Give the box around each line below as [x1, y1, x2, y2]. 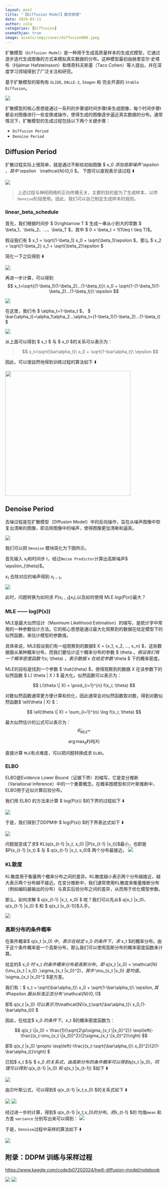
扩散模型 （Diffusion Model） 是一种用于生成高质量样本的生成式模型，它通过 [5, 50, 160, 56]
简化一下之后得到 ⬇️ [5, 253, 44, 259]
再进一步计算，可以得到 [5, 275, 53, 281]
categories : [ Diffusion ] [5, 26, 57, 31]
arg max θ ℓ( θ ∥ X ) [68, 739, 100, 746]
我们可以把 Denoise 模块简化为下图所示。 [5, 545, 89, 551]
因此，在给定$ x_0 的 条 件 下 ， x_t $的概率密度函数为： [5, 1017, 115, 1023]
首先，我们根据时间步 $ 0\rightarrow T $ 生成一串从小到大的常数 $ [5, 220, 141, 226]
